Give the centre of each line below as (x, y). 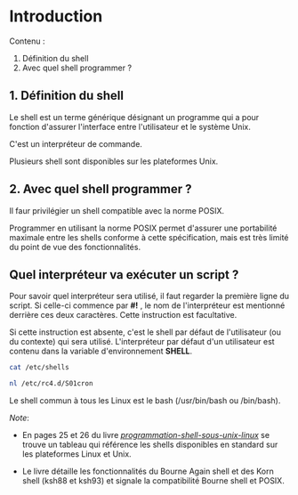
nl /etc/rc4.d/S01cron (51, 384)
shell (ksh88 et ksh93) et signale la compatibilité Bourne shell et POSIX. (153, 481)
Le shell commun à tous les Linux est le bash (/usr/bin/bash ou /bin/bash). (145, 401)
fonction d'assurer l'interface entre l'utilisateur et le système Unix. (130, 126)
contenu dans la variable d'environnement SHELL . (101, 351)
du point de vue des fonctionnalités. (75, 247)
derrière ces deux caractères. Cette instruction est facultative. (123, 315)
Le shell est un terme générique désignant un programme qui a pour (134, 117)
